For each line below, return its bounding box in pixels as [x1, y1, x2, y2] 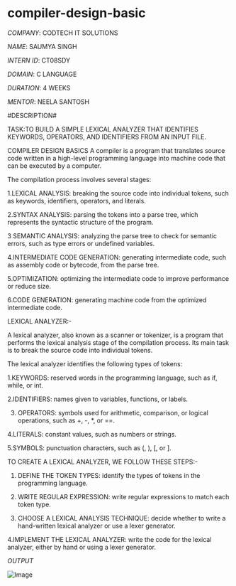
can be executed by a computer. [7, 161, 102, 170]
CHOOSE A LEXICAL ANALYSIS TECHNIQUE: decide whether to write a [17, 513, 226, 522]
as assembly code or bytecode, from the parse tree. [7, 260, 159, 269]
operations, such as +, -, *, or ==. [17, 416, 116, 425]
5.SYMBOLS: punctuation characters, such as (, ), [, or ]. [7, 443, 172, 452]
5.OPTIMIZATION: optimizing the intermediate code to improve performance [7, 274, 229, 282]
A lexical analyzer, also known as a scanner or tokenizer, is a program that [7, 331, 224, 339]
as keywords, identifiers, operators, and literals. [7, 196, 147, 205]
